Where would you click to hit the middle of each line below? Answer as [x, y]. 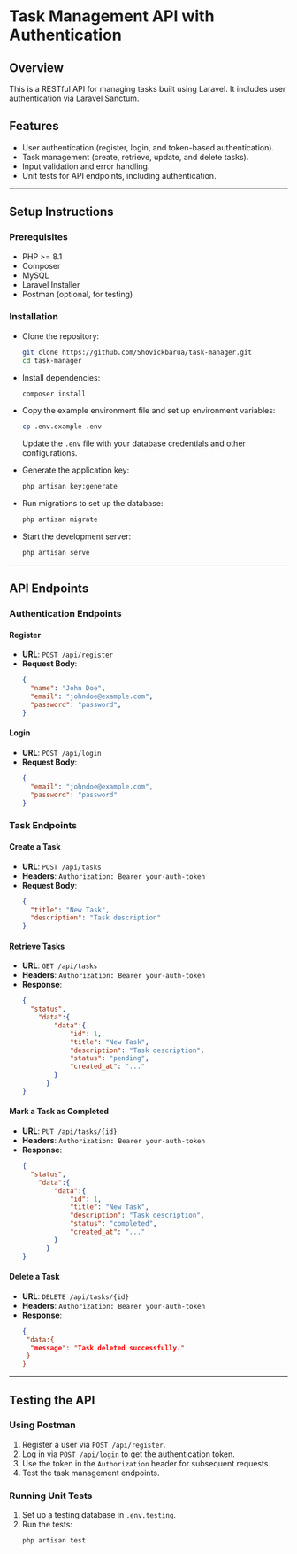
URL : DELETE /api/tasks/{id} [76, 1296]
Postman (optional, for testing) [77, 294]
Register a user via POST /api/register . [94, 1444]
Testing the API [52, 1400]
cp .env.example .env [61, 427]
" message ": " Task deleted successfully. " [108, 1348]
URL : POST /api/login [61, 753]
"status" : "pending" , [109, 1058]
